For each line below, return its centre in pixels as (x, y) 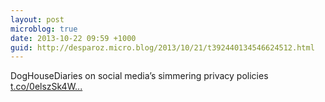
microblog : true (44, 29)
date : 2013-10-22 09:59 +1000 (73, 38)
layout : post (37, 19)
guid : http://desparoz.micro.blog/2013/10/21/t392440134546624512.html (162, 47)
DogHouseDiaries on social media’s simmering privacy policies (139, 76)
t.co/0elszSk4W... (46, 87)
